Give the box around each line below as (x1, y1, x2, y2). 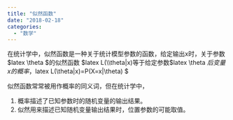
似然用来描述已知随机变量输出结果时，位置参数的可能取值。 (17, 105, 190, 114)
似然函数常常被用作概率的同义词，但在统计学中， (7, 82, 148, 91)
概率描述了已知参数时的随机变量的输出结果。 (17, 97, 147, 105)
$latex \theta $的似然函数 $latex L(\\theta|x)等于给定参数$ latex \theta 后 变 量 (7, 59, 226, 67)
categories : (7, 23, 42, 30)
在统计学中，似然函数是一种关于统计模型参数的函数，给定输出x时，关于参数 (7, 50, 225, 58)
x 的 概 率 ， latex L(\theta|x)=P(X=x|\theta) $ (7, 67, 129, 75)
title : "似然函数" (7, 10, 57, 17)
